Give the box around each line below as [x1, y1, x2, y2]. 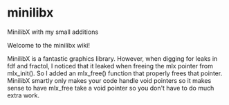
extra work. [7, 91, 40, 99]
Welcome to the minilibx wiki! [7, 41, 91, 49]
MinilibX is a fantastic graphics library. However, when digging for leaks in [7, 54, 218, 63]
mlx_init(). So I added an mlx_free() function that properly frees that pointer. [7, 69, 223, 77]
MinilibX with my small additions [7, 28, 99, 36]
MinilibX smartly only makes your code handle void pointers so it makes [7, 76, 212, 84]
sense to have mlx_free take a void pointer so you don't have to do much [7, 84, 214, 92]
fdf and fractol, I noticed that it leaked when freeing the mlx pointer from [7, 61, 213, 70]
